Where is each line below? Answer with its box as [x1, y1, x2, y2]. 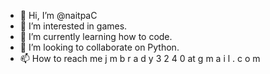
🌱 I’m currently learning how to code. [19, 31, 173, 42]
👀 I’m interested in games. [19, 20, 128, 32]
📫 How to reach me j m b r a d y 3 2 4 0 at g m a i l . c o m [19, 53, 261, 64]
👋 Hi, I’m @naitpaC [19, 10, 98, 21]
